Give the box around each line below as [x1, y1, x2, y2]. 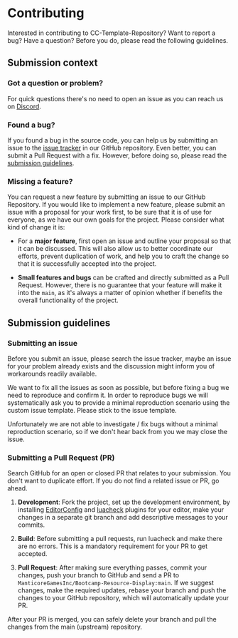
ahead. [7, 484, 28, 493]
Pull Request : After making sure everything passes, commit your [17, 563, 207, 572]
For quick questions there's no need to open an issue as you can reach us [7, 94, 224, 103]
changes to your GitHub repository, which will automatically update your [17, 594, 229, 602]
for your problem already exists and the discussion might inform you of [7, 361, 215, 370]
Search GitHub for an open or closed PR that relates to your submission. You [7, 469, 231, 478]
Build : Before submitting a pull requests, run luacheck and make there [17, 535, 222, 543]
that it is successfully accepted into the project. [17, 259, 157, 268]
